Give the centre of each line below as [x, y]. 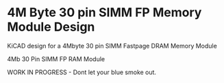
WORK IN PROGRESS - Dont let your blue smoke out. [82, 72]
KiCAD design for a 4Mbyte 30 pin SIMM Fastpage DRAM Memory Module [112, 46]
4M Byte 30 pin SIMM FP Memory [104, 13]
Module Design [51, 27]
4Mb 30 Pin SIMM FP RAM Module [56, 59]
